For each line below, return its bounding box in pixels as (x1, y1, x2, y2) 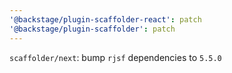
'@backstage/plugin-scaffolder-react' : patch (9, 14, 202, 25)
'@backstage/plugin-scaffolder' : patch (9, 24, 176, 34)
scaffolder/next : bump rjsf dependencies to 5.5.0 (9, 51, 222, 63)
